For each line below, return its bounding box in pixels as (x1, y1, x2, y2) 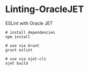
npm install (5, 34, 30, 39)
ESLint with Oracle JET (5, 20, 53, 26)
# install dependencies (5, 30, 56, 35)
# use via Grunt (5, 43, 39, 48)
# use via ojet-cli (5, 56, 47, 61)
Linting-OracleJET (5, 4, 84, 15)
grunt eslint (5, 47, 33, 52)
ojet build (5, 60, 28, 66)
